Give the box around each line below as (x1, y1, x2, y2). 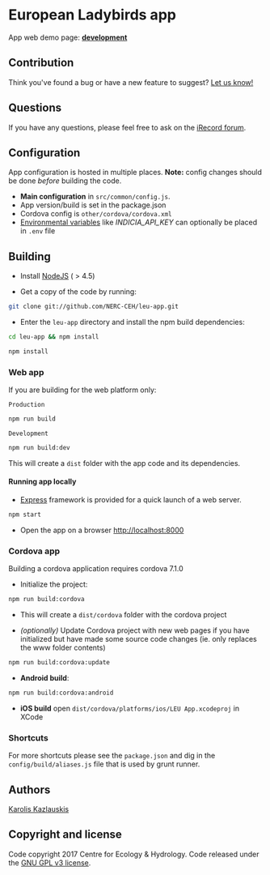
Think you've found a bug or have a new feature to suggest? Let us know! (8, 77, 254, 87)
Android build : (19, 672, 70, 682)
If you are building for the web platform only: (8, 385, 157, 395)
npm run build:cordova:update (8, 659, 111, 667)
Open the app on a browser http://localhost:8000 (19, 525, 184, 535)
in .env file (19, 226, 56, 236)
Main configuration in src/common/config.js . (19, 192, 171, 202)
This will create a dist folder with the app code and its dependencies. (8, 458, 241, 467)
